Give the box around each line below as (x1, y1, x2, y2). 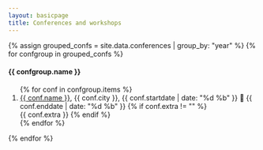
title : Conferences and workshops (8, 19, 122, 27)
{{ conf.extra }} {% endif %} (19, 110, 111, 119)
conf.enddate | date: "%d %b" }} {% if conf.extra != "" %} (19, 101, 208, 111)
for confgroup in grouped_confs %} (8, 49, 124, 58)
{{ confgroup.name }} (8, 67, 81, 77)
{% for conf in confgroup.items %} (19, 84, 133, 94)
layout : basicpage (8, 11, 69, 20)
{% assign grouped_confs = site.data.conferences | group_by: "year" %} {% (8, 40, 257, 50)
